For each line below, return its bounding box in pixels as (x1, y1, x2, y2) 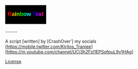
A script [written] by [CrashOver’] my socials (5, 38, 97, 44)
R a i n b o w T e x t (7, 11, 44, 17)
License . (5, 59, 23, 64)
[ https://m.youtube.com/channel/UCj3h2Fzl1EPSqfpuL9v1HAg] (5, 49, 134, 55)
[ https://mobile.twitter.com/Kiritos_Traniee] (5, 44, 93, 49)
